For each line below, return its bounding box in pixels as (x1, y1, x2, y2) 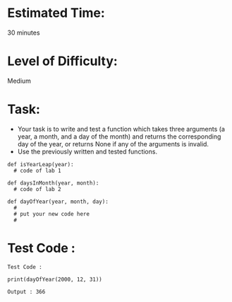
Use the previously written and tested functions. (17, 147, 157, 156)
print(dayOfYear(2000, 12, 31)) (7, 276, 102, 283)
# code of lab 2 (13, 185, 61, 192)
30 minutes (7, 28, 40, 37)
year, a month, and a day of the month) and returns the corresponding (17, 132, 221, 141)
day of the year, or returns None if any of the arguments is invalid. (17, 139, 209, 148)
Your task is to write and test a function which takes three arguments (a (17, 124, 226, 133)
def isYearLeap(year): (7, 161, 74, 168)
